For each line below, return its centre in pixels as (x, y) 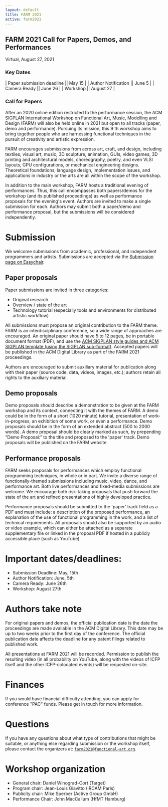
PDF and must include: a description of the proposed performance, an (78, 512)
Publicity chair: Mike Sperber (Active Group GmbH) (65, 793)
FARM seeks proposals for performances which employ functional (73, 470)
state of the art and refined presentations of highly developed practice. (78, 497)
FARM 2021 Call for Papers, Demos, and (68, 39)
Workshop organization (55, 769)
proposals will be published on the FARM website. (56, 443)
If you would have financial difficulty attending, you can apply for (72, 698)
